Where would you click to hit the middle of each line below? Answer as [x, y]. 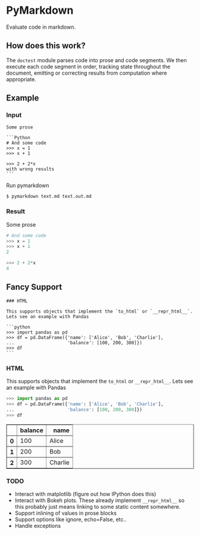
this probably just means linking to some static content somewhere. [98, 506]
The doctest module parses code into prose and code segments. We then [97, 60]
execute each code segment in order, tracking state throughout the [88, 66]
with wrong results [30, 169]
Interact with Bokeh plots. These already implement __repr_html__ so [99, 500]
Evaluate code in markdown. [41, 27]
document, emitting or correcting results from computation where [87, 73]
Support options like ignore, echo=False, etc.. [71, 519]
